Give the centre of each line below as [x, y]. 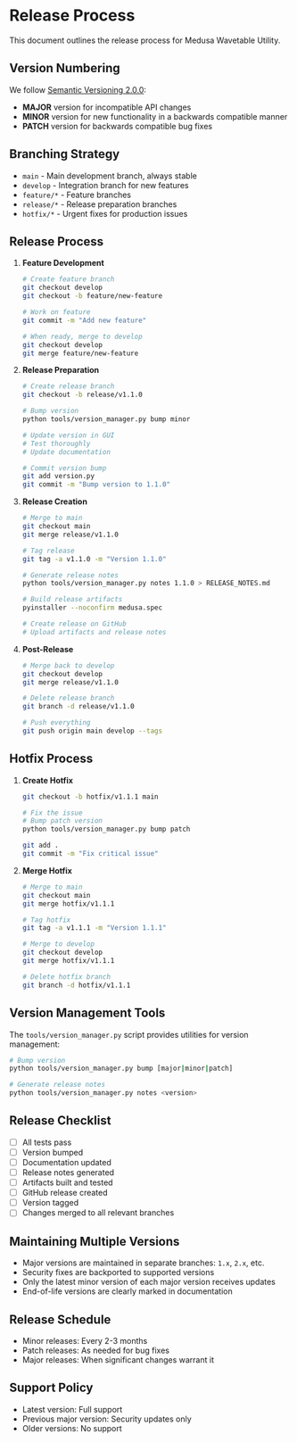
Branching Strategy [65, 154]
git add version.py [58, 477]
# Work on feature [56, 312]
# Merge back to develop [68, 666]
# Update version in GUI [68, 435]
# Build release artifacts [72, 600]
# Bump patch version [62, 821]
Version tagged [50, 1203]
